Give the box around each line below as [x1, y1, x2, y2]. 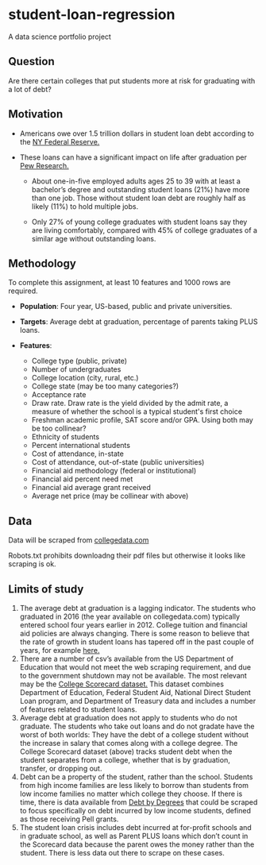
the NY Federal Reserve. [19, 137, 100, 146]
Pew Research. [19, 160, 69, 170]
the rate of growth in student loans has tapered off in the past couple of [19, 637, 254, 647]
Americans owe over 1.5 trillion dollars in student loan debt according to [19, 129, 255, 138]
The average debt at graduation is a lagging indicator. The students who [19, 604, 256, 612]
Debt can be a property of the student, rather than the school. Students [19, 772, 253, 782]
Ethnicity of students [31, 432, 100, 442]
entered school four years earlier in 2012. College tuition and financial [19, 620, 248, 629]
